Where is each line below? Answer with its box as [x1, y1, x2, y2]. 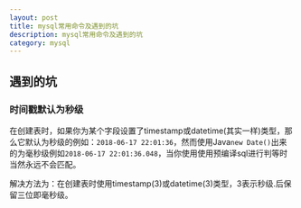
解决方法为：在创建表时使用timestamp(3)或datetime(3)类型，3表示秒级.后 [9, 177, 284, 189]
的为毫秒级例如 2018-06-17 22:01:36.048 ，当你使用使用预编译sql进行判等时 [9, 148, 288, 158]
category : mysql [9, 38, 71, 48]
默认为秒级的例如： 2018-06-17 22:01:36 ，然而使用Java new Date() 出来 [24, 136, 287, 147]
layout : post [9, 13, 59, 23]
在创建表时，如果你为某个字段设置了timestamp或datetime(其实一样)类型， [9, 125, 285, 136]
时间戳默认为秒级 [9, 103, 84, 115]
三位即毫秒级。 [16, 189, 73, 200]
